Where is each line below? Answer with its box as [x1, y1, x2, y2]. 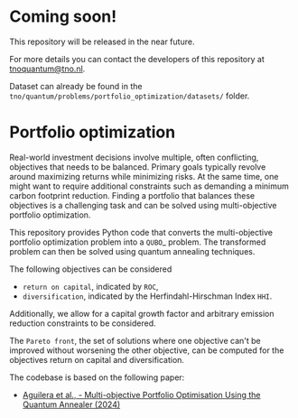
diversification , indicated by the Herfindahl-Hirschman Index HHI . [22, 291, 273, 302]
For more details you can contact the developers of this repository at [9, 53, 265, 64]
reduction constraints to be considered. [9, 318, 156, 329]
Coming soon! [9, 6, 117, 27]
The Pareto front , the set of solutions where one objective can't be [9, 335, 261, 346]
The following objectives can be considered [9, 264, 172, 274]
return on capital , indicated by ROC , [22, 281, 159, 292]
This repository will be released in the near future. [9, 36, 195, 47]
